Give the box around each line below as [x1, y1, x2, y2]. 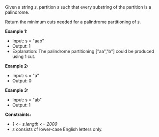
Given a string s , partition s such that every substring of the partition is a [5, 4, 151, 10]
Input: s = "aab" [12, 38, 44, 44]
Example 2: [5, 63, 28, 69]
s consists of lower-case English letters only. [12, 126, 103, 132]
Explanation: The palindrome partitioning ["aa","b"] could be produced [12, 49, 155, 54]
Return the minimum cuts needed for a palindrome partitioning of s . [5, 19, 141, 25]
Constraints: [5, 111, 31, 117]
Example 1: [5, 28, 28, 34]
